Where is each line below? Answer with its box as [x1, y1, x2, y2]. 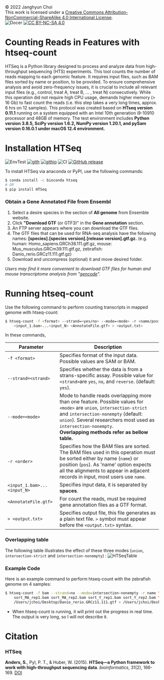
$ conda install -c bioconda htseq [5, 178, 78, 183]
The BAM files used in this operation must [59, 449, 155, 456]
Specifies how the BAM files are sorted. [59, 443, 150, 450]
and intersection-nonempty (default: [59, 410, 143, 417]
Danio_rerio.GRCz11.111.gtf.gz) [12, 251, 72, 257]
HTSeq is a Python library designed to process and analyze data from [5, 63, 145, 69]
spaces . [59, 488, 79, 494]
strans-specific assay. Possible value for [59, 372, 154, 379]
